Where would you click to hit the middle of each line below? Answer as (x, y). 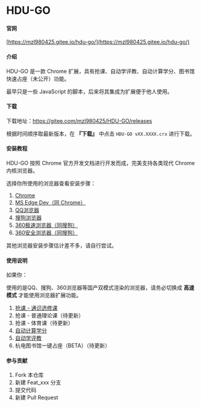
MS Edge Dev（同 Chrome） (50, 203)
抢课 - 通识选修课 (36, 308)
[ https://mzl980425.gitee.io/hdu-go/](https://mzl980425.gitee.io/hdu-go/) (98, 42)
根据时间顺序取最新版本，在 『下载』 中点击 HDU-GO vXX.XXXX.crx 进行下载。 (101, 134)
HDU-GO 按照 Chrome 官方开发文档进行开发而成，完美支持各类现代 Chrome (100, 163)
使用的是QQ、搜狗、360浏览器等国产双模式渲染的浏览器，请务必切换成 (94, 288)
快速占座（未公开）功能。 (38, 78)
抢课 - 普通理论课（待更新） (49, 315)
